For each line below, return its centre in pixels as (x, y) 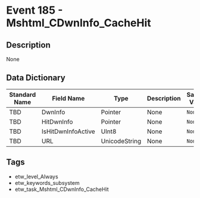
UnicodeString (121, 141)
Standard (23, 95)
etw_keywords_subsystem (47, 183)
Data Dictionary (36, 78)
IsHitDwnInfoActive (68, 131)
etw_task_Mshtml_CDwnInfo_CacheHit (62, 189)
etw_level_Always (36, 177)
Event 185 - (35, 10)
